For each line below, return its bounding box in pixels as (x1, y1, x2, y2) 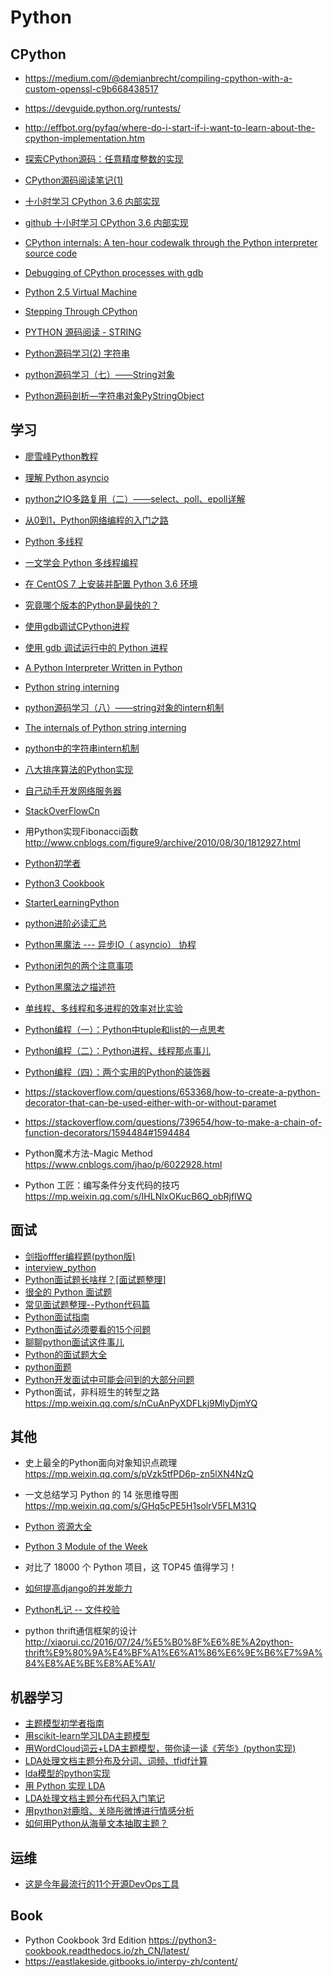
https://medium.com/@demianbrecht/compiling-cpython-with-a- (24, 72, 293, 84)
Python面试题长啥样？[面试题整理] (24, 1273, 167, 1285)
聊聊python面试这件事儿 (24, 1336, 125, 1348)
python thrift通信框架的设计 (24, 1625, 138, 1637)
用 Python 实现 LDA (24, 1780, 106, 1792)
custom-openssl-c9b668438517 (24, 83, 159, 95)
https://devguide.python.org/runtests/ (24, 102, 182, 114)
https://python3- (148, 1934, 217, 1946)
